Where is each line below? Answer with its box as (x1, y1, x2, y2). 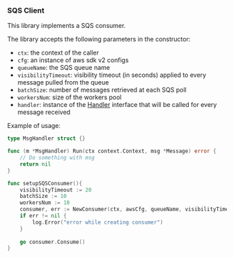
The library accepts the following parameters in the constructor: (7, 35, 191, 43)
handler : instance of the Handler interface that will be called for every (17, 101, 217, 109)
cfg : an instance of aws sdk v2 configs (17, 56, 129, 64)
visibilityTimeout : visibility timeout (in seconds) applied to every (17, 71, 207, 79)
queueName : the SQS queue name (17, 64, 110, 72)
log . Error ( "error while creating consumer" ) (32, 219, 164, 226)
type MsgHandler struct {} (7, 135, 86, 142)
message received (17, 108, 71, 117)
